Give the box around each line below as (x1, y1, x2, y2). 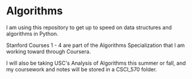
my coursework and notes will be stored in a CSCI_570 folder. (6, 65, 157, 72)
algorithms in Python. (6, 30, 58, 37)
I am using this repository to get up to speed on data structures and (6, 24, 172, 31)
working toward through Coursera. (6, 48, 91, 55)
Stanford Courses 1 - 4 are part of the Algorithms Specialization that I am (6, 42, 185, 49)
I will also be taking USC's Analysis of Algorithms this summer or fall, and (6, 59, 186, 67)
